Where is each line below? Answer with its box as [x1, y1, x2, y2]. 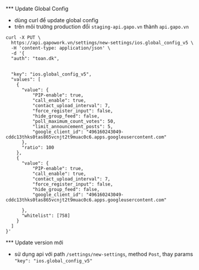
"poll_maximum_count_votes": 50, [32, 119, 116, 125]
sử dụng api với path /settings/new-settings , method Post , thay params [14, 251, 193, 257]
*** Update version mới [5, 239, 64, 246]
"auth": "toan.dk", [11, 56, 60, 62]
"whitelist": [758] [21, 213, 70, 219]
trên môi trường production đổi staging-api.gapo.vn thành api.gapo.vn [14, 23, 189, 30]
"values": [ [11, 77, 41, 83]
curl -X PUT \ [5, 35, 41, 41]
